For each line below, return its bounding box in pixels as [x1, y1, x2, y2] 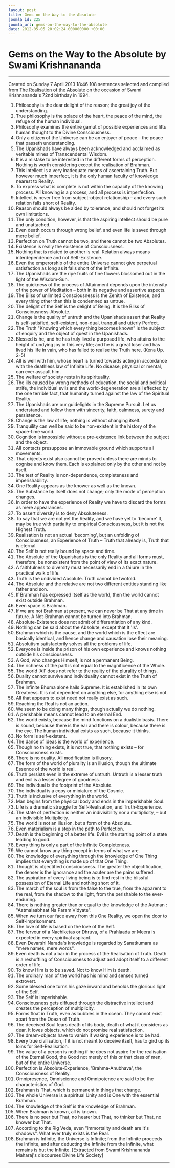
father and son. [15, 586, 48, 592]
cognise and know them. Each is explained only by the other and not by [15, 461, 167, 468]
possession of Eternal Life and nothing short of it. [15, 880, 120, 886]
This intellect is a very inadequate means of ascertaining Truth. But [15, 167, 158, 174]
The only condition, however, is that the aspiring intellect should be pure [15, 216, 168, 223]
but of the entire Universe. [15, 1059, 71, 1066]
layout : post [8, 7, 36, 13]
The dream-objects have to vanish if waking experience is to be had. [15, 1032, 161, 1038]
